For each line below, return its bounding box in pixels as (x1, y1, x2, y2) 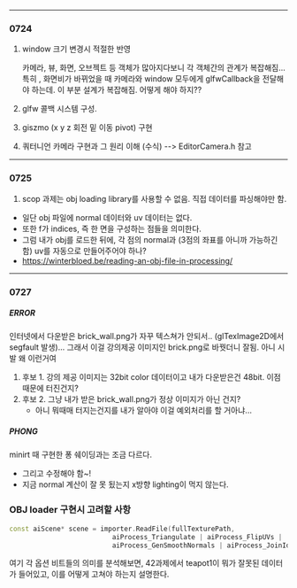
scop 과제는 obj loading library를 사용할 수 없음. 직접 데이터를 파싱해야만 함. (21, 193, 287, 204)
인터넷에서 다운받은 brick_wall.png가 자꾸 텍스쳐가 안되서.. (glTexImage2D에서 (9, 331, 285, 342)
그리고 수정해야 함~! (21, 468, 92, 479)
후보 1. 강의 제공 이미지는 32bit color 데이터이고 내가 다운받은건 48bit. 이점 (21, 372, 281, 383)
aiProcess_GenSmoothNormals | (111, 541, 224, 550)
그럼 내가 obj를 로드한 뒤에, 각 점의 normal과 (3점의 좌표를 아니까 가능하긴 (21, 234, 278, 244)
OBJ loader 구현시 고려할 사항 (9, 504, 131, 516)
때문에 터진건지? (21, 383, 80, 394)
